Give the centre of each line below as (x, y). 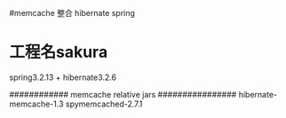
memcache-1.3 (36, 104)
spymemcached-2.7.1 (104, 104)
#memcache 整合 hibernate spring (72, 13)
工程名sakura (59, 52)
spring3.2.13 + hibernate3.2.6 (63, 77)
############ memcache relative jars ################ (123, 94)
